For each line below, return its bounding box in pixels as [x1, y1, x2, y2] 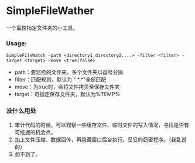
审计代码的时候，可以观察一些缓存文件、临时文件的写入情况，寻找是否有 [14, 121, 189, 128]
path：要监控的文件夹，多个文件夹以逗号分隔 [14, 69, 124, 76]
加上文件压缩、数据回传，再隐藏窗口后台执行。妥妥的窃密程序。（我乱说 [14, 136, 187, 143]
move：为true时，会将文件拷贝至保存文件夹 [14, 83, 120, 90]
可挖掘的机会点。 [14, 128, 56, 135]
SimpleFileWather [6, 4, 94, 18]
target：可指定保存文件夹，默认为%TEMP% [14, 91, 121, 98]
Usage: [6, 39, 28, 47]
